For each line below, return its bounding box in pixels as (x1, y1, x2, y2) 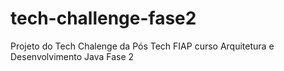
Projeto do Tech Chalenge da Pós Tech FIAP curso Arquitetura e (10, 40, 275, 52)
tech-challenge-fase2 (10, 7, 197, 30)
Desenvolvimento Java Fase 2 (10, 50, 135, 62)
